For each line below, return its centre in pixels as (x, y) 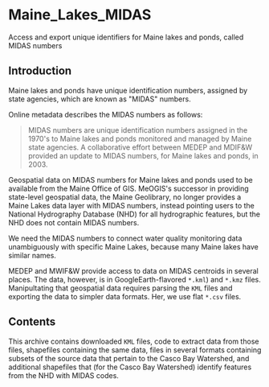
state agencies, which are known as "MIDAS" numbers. (100, 99)
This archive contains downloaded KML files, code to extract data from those (134, 341)
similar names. (32, 255)
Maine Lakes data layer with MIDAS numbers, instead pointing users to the (132, 205)
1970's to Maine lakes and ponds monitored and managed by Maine (140, 138)
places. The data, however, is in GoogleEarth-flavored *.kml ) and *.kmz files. (134, 279)
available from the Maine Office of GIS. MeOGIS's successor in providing (128, 188)
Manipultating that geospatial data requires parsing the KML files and (120, 288)
